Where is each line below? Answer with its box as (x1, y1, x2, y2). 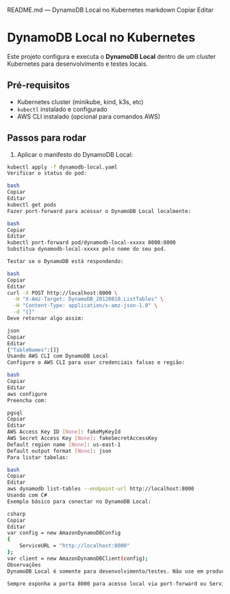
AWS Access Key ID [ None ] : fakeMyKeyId (7, 428, 121, 436)
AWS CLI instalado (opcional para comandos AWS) (16, 112, 161, 121)
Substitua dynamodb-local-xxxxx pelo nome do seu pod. (7, 246, 167, 253)
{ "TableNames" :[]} (7, 346, 60, 354)
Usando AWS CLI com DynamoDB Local (7, 353, 109, 360)
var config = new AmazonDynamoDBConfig (7, 530, 121, 536)
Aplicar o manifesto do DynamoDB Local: (16, 150, 133, 158)
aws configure (7, 391, 48, 397)
